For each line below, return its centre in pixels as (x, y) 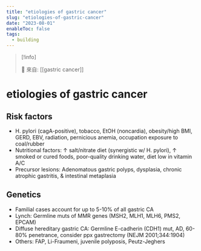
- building (25, 40)
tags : (13, 34)
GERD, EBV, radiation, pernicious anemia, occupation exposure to (97, 137)
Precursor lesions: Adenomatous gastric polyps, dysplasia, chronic (98, 169)
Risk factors (29, 116)
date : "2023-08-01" (31, 23)
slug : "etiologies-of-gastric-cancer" (55, 17)
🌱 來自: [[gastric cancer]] (52, 69)
